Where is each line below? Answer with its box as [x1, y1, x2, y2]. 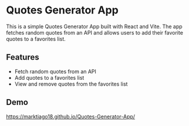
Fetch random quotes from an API [14, 68, 97, 75]
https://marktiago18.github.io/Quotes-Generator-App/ [6, 113, 136, 120]
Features [6, 52, 39, 62]
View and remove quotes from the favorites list [14, 80, 128, 87]
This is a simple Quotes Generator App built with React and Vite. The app [6, 23, 183, 30]
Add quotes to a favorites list [14, 74, 85, 81]
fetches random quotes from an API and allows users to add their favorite [6, 29, 184, 36]
